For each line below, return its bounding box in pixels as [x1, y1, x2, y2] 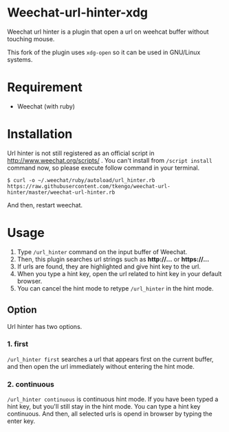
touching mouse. [7, 34, 55, 43]
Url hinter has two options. [7, 322, 83, 330]
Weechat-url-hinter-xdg [7, 5, 149, 21]
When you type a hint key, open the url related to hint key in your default [17, 269, 222, 277]
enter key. [7, 417, 36, 425]
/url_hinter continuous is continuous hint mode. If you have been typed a [7, 395, 219, 403]
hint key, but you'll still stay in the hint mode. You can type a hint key [7, 402, 201, 411]
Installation [7, 126, 73, 142]
